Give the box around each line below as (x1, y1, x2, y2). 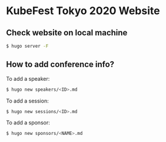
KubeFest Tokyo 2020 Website (6, 4, 160, 18)
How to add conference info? (6, 60, 115, 70)
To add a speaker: (6, 75, 50, 82)
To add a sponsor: (6, 119, 50, 126)
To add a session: (6, 97, 49, 104)
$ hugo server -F (6, 43, 49, 49)
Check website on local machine (6, 28, 128, 38)
